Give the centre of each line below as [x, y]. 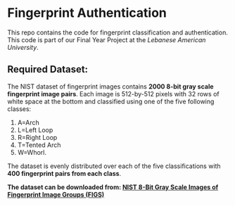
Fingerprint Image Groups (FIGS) [56, 194]
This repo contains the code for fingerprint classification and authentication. [118, 32]
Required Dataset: [48, 69]
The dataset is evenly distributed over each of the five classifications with [114, 166]
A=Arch [28, 122]
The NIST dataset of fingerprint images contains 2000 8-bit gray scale [110, 86]
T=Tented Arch [39, 145]
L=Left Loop [35, 130]
